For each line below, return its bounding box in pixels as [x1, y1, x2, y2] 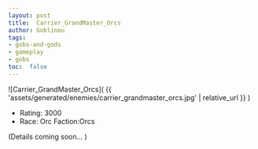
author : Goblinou [8, 26, 65, 34]
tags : [8, 33, 26, 42]
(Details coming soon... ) [8, 132, 88, 141]
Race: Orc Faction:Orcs [19, 116, 95, 126]
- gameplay [8, 48, 44, 56]
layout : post [8, 11, 51, 20]
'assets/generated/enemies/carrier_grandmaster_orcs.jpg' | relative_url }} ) [8, 92, 251, 102]
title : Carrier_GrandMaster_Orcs [8, 19, 122, 27]
